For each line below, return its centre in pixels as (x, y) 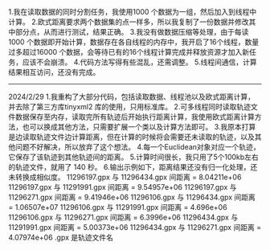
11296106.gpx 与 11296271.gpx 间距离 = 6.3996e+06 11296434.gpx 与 (123, 217)
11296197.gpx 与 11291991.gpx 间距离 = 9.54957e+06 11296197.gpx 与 (123, 187)
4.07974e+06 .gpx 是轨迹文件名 (61, 237)
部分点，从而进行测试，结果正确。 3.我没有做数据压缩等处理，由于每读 (132, 32)
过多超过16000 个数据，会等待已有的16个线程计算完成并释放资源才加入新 (129, 52)
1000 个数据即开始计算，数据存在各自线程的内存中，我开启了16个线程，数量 (134, 42)
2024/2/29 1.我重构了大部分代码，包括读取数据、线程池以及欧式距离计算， (132, 96)
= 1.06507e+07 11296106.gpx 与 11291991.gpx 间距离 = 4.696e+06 (118, 207)
